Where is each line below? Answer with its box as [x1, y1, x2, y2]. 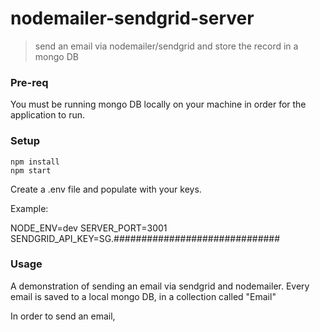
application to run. [10, 109, 85, 121]
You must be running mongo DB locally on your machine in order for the [10, 98, 307, 111]
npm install [10, 157, 60, 167]
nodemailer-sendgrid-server [10, 7, 255, 30]
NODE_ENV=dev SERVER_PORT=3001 [10, 222, 168, 234]
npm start [10, 165, 52, 176]
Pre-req [10, 75, 49, 89]
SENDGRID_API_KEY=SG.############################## [10, 232, 281, 244]
